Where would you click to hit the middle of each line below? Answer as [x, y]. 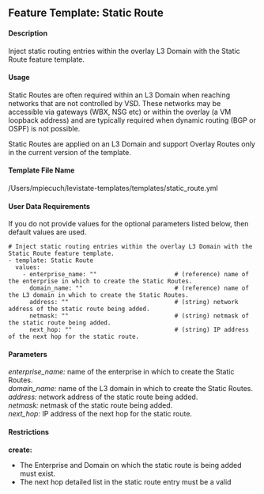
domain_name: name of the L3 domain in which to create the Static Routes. [131, 389]
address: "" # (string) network [134, 302]
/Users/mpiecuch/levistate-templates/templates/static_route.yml [113, 188]
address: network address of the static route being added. [103, 397]
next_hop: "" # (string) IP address [139, 330]
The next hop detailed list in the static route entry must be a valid [125, 481]
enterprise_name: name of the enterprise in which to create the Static [121, 372]
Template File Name [41, 170]
